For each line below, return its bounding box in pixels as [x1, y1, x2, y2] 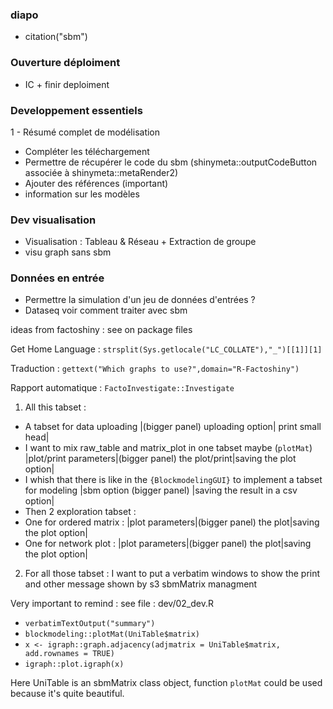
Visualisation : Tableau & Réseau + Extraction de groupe [24, 236, 257, 248]
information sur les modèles [24, 188, 140, 200]
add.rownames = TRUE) [24, 649, 115, 659]
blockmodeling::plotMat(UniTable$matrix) [24, 629, 200, 640]
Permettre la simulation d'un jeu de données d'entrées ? [24, 294, 256, 306]
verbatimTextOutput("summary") [24, 619, 156, 629]
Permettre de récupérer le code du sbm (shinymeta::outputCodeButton [24, 156, 318, 168]
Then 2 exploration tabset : [24, 506, 137, 518]
